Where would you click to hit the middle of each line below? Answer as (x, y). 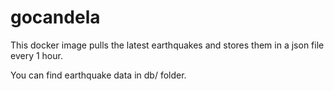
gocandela (55, 17)
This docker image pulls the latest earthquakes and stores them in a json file (167, 45)
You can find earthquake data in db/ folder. (98, 75)
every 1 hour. (36, 55)
